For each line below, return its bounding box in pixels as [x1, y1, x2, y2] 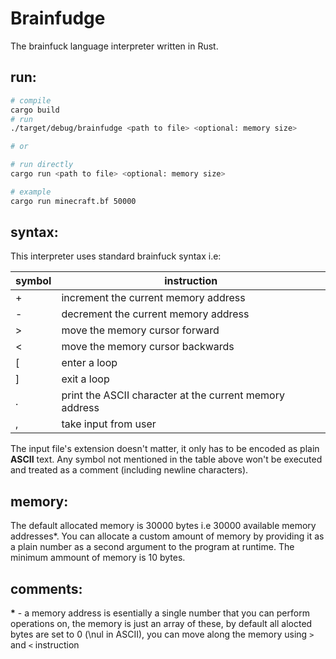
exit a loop [61, 372, 110, 386]
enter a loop [61, 356, 118, 370]
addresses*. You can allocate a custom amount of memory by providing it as [10, 530, 325, 542]
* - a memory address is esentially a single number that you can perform [10, 607, 310, 619]
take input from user [61, 417, 157, 431]
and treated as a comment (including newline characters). [10, 464, 249, 476]
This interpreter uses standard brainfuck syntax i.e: [10, 250, 222, 262]
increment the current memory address [61, 291, 246, 305]
